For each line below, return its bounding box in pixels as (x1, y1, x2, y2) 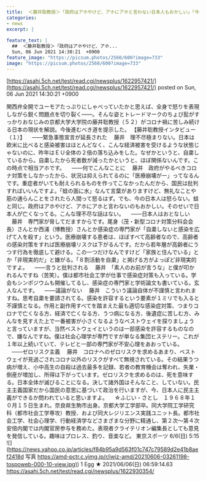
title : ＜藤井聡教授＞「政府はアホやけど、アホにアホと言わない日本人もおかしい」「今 (6, 9, 199, 15)
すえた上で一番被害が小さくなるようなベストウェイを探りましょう (27, 317, 195, 325)
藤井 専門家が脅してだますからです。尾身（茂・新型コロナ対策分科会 (11, 218, 188, 225)
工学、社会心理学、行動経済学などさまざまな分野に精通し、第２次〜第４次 (11, 417, 200, 424)
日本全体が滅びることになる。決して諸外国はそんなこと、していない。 (17, 378, 194, 386)
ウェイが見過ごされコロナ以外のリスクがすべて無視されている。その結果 (6, 355, 189, 363)
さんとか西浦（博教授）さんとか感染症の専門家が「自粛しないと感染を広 (17, 225, 200, 233)
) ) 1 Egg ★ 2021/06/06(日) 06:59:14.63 (75, 460, 173, 468)
